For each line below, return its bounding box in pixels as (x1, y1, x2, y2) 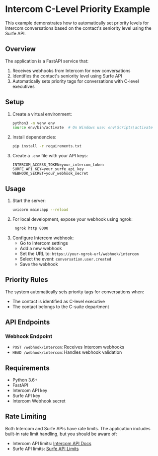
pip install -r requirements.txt (12, 144, 82, 149)
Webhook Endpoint (5, 332, 53, 339)
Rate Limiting (5, 412, 47, 421)
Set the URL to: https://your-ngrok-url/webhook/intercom (19, 251, 139, 257)
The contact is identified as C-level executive (12, 298, 105, 304)
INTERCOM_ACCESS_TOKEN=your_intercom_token (12, 162, 104, 167)
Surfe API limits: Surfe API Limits (12, 446, 79, 452)
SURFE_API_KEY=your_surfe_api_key (12, 167, 84, 172)
